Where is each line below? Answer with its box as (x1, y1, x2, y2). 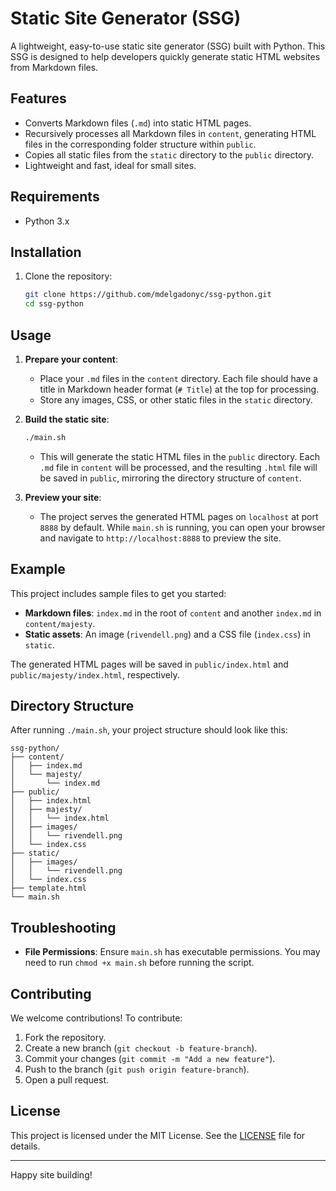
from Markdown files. (10, 61, 99, 73)
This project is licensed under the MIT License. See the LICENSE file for (10, 1129, 306, 1141)
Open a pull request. (24, 1074, 110, 1086)
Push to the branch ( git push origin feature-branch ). (24, 1063, 250, 1076)
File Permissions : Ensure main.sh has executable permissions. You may (24, 946, 321, 958)
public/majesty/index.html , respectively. (10, 668, 180, 681)
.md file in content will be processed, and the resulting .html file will (39, 461, 318, 473)
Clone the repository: (24, 270, 113, 282)
